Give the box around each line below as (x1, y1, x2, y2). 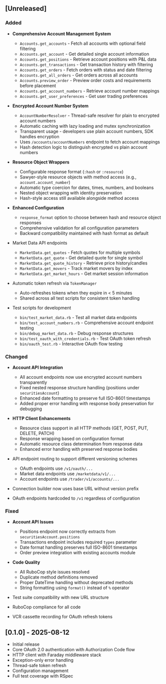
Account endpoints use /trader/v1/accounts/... (19, 476, 120, 482)
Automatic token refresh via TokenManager (12, 280, 97, 286)
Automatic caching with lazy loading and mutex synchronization (19, 123, 151, 129)
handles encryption (19, 133, 59, 139)
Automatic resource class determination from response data (19, 440, 143, 447)
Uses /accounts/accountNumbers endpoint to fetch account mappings (19, 139, 160, 145)
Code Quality (12, 559, 41, 565)
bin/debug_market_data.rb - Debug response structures (19, 330, 134, 336)
